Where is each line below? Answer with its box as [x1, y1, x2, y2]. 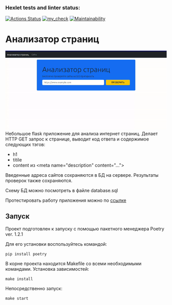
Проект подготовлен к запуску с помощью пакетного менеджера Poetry [5, 225, 165, 231]
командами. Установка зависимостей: [5, 266, 90, 272]
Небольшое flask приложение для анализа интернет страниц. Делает [5, 130, 158, 136]
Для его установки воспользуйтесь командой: [5, 241, 107, 247]
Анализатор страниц [5, 34, 100, 45]
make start [5, 296, 29, 301]
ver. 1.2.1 [5, 231, 23, 237]
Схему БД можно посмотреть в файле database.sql [5, 187, 118, 193]
